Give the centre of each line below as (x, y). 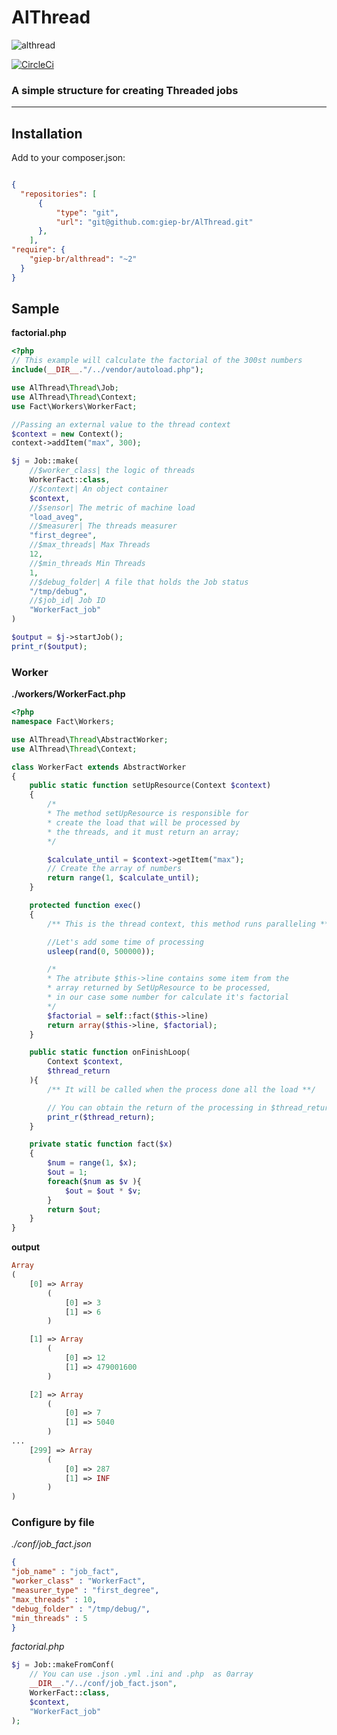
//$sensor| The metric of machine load (112, 507)
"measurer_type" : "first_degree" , (85, 1591)
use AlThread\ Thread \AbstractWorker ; (90, 739)
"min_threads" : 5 (49, 1618)
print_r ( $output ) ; (49, 646)
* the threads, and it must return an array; (144, 832)
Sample (35, 309)
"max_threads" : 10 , (54, 1599)
